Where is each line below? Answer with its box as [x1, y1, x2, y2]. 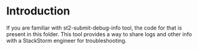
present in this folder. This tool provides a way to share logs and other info [6, 30, 193, 37]
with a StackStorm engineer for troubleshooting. [6, 37, 127, 44]
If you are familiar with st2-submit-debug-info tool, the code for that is [6, 24, 182, 31]
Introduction [6, 4, 70, 18]
